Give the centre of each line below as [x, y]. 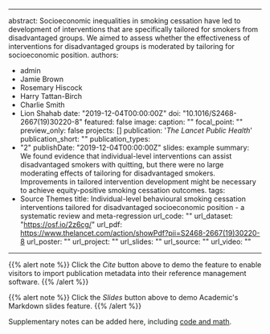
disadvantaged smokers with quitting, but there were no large [122, 165]
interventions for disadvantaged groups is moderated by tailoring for [122, 46]
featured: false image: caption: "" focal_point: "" [164, 122]
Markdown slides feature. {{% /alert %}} [75, 306]
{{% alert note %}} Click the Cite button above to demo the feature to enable [135, 265]
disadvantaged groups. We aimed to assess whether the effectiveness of [129, 38]
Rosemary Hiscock [51, 88]
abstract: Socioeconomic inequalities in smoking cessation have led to [125, 21]
